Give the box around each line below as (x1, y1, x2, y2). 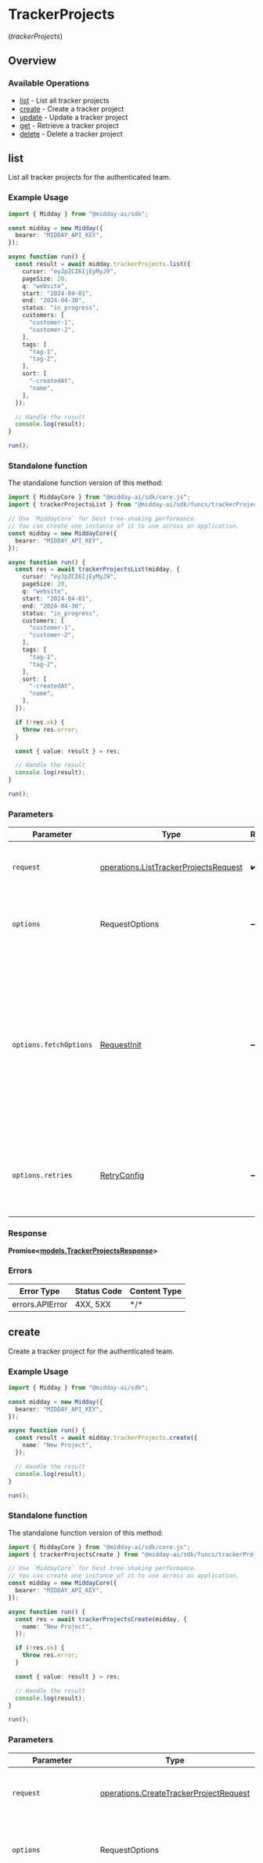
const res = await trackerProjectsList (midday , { (15, 565, 180, 574)
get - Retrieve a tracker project (19, 120, 119, 130)
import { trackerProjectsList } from (8, 501, 131, 509)
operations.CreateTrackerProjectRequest (99, 1788, 250, 1799)
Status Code (74, 1285, 123, 1296)
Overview (8, 54, 57, 68)
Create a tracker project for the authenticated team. (8, 1346, 175, 1356)
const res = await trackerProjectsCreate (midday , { (15, 1615, 188, 1623)
